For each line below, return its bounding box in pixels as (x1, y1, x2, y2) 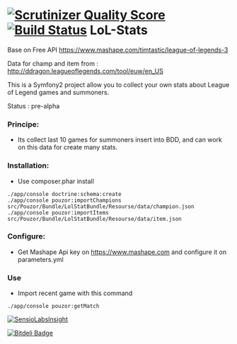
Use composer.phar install (17, 177, 94, 185)
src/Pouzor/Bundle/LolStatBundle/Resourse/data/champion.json (7, 202, 195, 210)
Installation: (7, 161, 50, 171)
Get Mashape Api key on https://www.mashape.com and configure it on (17, 248, 227, 256)
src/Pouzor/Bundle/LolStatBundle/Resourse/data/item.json (7, 215, 182, 222)
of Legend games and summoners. (7, 88, 110, 96)
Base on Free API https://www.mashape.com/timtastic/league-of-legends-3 (7, 45, 229, 54)
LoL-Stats (89, 22, 149, 38)
